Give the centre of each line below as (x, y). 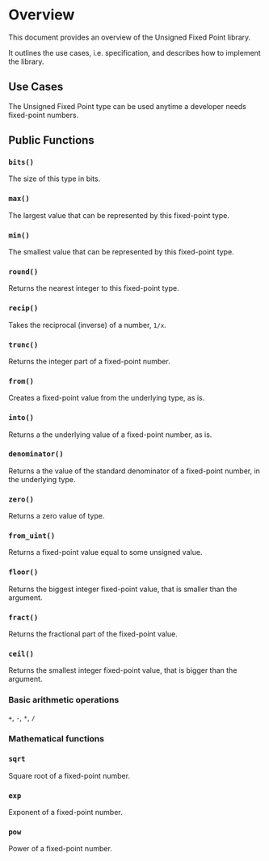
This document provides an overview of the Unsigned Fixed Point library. (130, 37)
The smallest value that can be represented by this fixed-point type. (121, 252)
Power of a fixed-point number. (61, 849)
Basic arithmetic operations (64, 700)
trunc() (23, 344)
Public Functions (51, 140)
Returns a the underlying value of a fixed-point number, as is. (110, 435)
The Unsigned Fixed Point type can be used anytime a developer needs (127, 106)
